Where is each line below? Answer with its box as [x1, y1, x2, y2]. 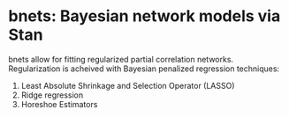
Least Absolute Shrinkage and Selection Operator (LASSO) [20, 80, 235, 91]
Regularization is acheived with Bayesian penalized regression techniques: [8, 63, 280, 74]
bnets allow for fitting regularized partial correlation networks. [8, 54, 234, 64]
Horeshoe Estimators [20, 99, 98, 109]
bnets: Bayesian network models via [8, 6, 281, 26]
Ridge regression [20, 90, 84, 100]
